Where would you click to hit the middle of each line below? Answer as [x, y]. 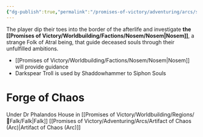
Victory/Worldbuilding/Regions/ [155, 114]
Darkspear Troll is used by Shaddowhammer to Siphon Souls [90, 73]
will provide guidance [42, 67]
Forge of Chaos [45, 97]
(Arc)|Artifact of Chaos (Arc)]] [43, 127]
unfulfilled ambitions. [32, 48]
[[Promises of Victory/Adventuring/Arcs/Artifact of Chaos [120, 121]
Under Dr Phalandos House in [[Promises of [61, 114]
